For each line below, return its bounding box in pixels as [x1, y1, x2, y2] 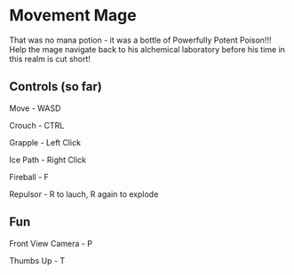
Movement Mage [9, 5, 137, 26]
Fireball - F [9, 171, 49, 182]
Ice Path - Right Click [9, 154, 87, 165]
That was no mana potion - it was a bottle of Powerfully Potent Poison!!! [9, 35, 272, 45]
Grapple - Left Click [9, 137, 82, 147]
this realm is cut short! [9, 53, 91, 64]
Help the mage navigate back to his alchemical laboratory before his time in [9, 43, 286, 54]
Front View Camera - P [9, 238, 93, 248]
